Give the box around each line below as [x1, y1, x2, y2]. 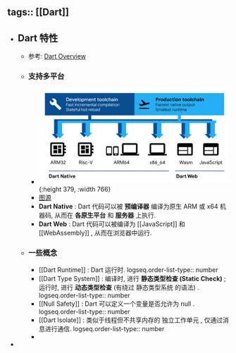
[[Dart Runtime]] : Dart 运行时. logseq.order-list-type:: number [38, 265, 218, 274]
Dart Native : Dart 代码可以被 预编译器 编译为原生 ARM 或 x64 [38, 202, 218, 211]
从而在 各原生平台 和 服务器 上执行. [54, 211, 156, 220]
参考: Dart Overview [27, 52, 87, 61]
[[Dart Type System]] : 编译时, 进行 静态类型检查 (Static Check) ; [38, 274, 227, 283]
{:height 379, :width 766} [38, 185, 111, 194]
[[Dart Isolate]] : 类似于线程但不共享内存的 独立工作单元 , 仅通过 [38, 316, 223, 324]
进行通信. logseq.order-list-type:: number [44, 324, 165, 333]
